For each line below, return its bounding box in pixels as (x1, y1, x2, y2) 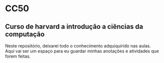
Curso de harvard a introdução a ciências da (5, 22, 143, 31)
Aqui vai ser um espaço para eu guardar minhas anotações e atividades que (5, 48, 159, 54)
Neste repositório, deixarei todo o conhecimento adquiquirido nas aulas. (5, 43, 151, 49)
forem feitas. (5, 53, 31, 59)
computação (5, 30, 45, 38)
